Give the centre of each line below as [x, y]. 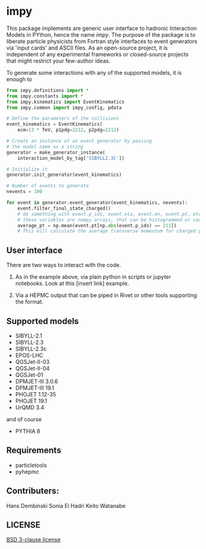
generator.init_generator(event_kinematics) [64, 175]
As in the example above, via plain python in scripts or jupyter [93, 277]
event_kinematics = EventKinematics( [55, 124]
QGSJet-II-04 [32, 368]
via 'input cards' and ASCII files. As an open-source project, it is [87, 48]
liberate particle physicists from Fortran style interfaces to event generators [102, 41]
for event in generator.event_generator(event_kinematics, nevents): [97, 203]
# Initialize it [27, 169]
